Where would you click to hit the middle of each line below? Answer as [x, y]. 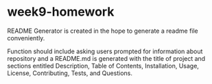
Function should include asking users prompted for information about [105, 51]
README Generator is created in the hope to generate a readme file [103, 31]
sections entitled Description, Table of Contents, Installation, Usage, [103, 66]
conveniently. [26, 38]
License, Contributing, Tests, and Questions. [70, 73]
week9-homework [61, 12]
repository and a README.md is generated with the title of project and [106, 58]
